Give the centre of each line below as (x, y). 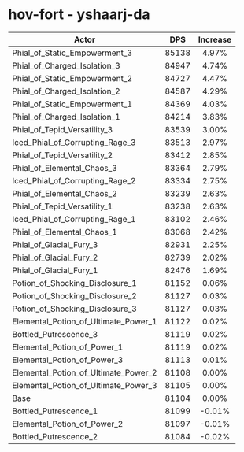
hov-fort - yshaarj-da (79, 15)
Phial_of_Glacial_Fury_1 (55, 270)
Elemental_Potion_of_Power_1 (68, 346)
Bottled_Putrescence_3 (55, 334)
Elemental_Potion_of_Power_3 (68, 360)
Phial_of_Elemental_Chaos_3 (65, 168)
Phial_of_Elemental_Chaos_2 (65, 193)
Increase (215, 39)
